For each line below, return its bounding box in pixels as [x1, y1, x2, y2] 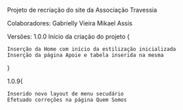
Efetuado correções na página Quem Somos [7, 96, 127, 103]
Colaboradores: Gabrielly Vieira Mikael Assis [7, 19, 132, 27]
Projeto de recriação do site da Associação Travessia [7, 6, 158, 14]
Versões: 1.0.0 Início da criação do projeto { [7, 32, 130, 41]
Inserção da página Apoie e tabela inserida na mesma [7, 52, 164, 58]
